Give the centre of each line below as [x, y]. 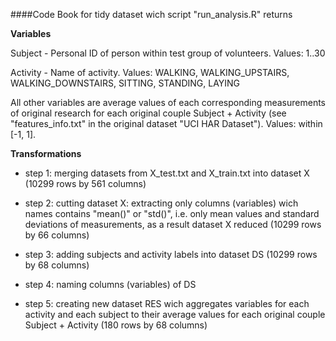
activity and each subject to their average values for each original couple [175, 314]
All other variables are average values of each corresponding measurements [168, 102]
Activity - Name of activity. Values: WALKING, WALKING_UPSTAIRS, [150, 72]
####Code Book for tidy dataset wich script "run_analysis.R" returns [151, 14]
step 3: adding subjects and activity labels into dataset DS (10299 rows [171, 254]
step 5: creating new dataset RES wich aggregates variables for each [167, 303]
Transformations [46, 153]
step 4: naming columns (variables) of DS [110, 284]
